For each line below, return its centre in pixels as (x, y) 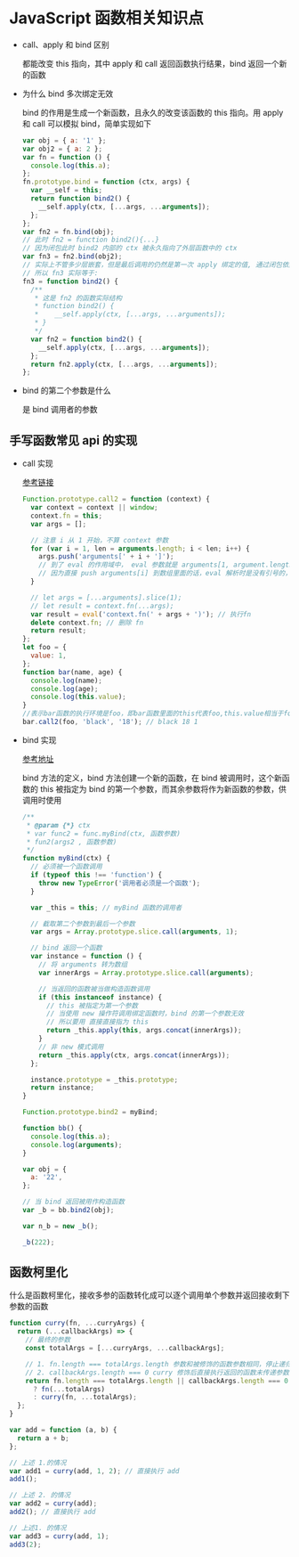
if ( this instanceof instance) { (101, 997)
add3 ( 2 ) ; (25, 1545)
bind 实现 (39, 739)
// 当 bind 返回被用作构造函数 (73, 1202)
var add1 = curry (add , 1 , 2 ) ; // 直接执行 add (94, 1471)
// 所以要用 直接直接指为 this (97, 1022)
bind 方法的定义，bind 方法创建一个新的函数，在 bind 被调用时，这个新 (152, 778)
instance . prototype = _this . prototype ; (105, 1080)
